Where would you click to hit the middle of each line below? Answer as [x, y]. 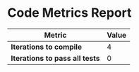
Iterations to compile [47, 47]
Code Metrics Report [69, 13]
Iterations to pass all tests [55, 58]
